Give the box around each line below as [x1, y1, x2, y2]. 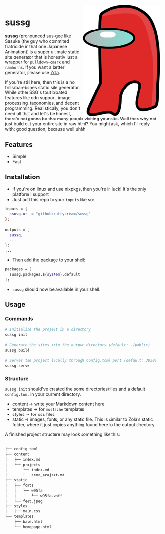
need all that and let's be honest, [5, 110, 72, 116]
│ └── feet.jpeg [5, 499, 43, 504]
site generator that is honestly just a [5, 54, 78, 59]
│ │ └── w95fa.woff [5, 493, 63, 498]
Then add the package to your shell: [12, 257, 86, 263]
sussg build [5, 348, 29, 353]
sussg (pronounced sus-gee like [5, 33, 71, 39]
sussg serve [5, 363, 29, 368]
